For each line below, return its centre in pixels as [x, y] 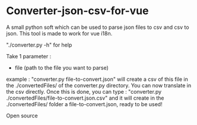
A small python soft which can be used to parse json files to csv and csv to [98, 27]
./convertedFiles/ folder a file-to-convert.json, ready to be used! [84, 104]
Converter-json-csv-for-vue [77, 11]
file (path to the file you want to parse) [61, 68]
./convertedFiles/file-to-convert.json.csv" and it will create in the [85, 98]
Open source [22, 116]
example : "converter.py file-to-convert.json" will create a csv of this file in [97, 79]
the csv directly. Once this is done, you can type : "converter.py [84, 91]
